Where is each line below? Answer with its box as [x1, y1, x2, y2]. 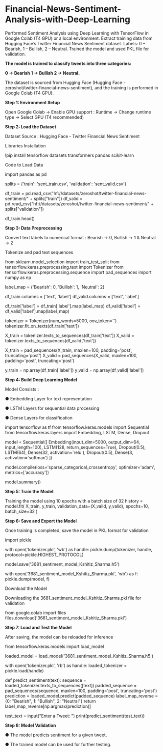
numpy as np [5, 274, 31, 280]
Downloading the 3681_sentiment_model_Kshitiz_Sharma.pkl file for [5, 595, 141, 601]
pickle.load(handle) [5, 668, 44, 673]
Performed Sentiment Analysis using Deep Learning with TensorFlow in [5, 30, 149, 36]
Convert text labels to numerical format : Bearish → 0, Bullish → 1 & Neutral [5, 234, 156, 240]
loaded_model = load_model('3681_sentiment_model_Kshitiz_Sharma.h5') [5, 653, 154, 659]
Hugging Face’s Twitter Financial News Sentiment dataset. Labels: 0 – [5, 40, 145, 46]
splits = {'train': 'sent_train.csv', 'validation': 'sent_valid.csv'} [5, 181, 127, 187]
